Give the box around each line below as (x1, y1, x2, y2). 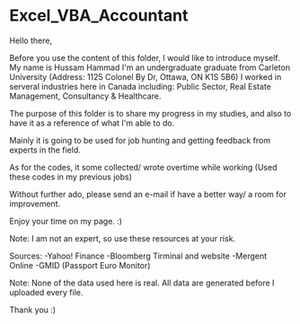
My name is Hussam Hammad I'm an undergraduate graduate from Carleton (9, 62, 290, 73)
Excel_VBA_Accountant (9, 5, 189, 26)
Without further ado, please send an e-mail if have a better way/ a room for (9, 188, 287, 199)
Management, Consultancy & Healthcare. (9, 91, 162, 101)
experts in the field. (9, 144, 81, 155)
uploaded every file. (9, 286, 84, 297)
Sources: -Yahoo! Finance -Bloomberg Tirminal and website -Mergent (9, 250, 268, 261)
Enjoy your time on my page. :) (9, 215, 123, 226)
